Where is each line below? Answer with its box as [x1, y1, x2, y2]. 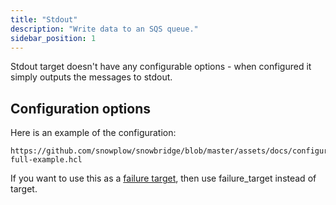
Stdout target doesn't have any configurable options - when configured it [10, 61, 312, 73]
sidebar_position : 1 [10, 33, 97, 43]
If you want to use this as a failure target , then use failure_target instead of [10, 172, 317, 185]
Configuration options [10, 100, 152, 117]
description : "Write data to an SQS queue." [10, 24, 199, 34]
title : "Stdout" [10, 14, 78, 25]
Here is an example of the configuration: [10, 127, 177, 139]
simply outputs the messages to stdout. [10, 71, 173, 83]
